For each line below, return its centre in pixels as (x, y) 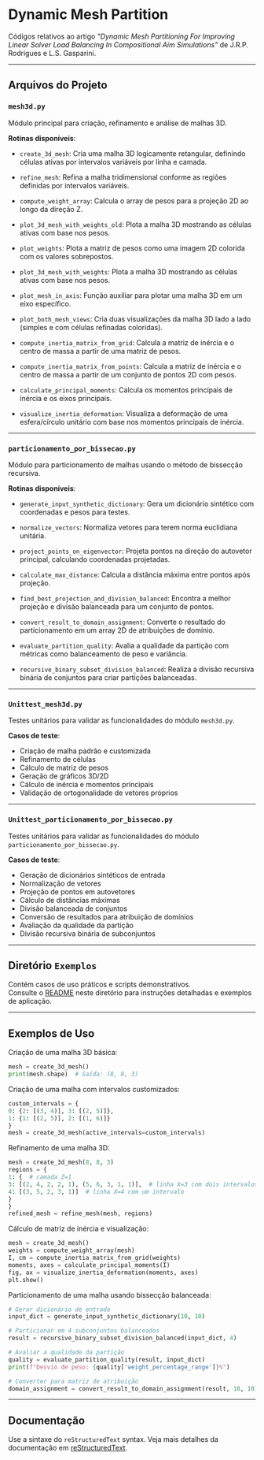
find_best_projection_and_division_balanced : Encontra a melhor (125, 598)
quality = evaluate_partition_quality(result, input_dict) (107, 1360)
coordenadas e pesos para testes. (75, 512)
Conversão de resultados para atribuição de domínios (106, 916)
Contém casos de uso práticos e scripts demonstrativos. (99, 984)
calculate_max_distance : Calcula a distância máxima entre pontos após (135, 574)
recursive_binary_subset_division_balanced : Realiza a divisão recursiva (137, 669)
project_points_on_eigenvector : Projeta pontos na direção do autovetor (136, 551)
